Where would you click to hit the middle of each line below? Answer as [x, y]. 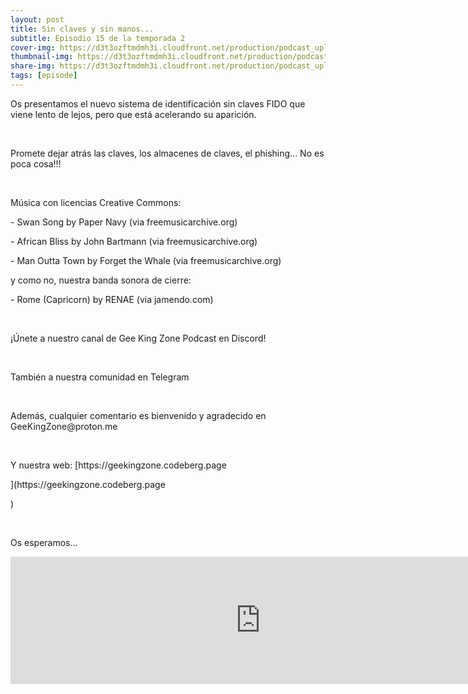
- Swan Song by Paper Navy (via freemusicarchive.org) [124, 222]
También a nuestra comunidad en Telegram [100, 377]
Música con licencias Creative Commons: [96, 202]
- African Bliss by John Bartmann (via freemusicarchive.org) [134, 241]
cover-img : [33, 47]
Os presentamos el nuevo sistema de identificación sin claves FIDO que [158, 103]
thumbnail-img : [42, 57]
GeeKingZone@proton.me [64, 426]
